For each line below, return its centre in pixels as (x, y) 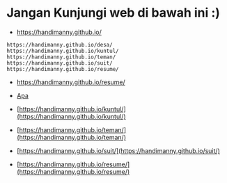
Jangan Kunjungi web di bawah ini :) (113, 13)
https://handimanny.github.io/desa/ (60, 45)
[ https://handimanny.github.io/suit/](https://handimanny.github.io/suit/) (118, 150)
